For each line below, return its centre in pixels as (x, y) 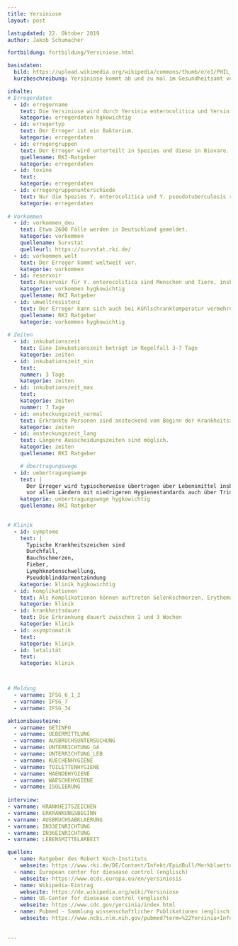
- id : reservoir (38, 276)
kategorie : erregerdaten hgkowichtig (76, 118)
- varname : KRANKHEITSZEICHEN (52, 807)
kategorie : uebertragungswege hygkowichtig (85, 499)
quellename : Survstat (52, 243)
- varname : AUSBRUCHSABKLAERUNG (55, 820)
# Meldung (22, 689)
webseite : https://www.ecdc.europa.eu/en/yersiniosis (101, 879)
